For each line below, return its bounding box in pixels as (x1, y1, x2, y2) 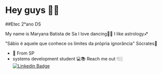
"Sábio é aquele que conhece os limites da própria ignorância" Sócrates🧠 (5, 40, 157, 46)
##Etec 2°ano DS (5, 21, 41, 27)
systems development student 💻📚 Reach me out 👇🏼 (12, 55, 123, 61)
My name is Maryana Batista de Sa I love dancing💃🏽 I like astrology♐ (5, 30, 148, 36)
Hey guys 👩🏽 (5, 4, 59, 16)
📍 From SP (12, 50, 35, 56)
